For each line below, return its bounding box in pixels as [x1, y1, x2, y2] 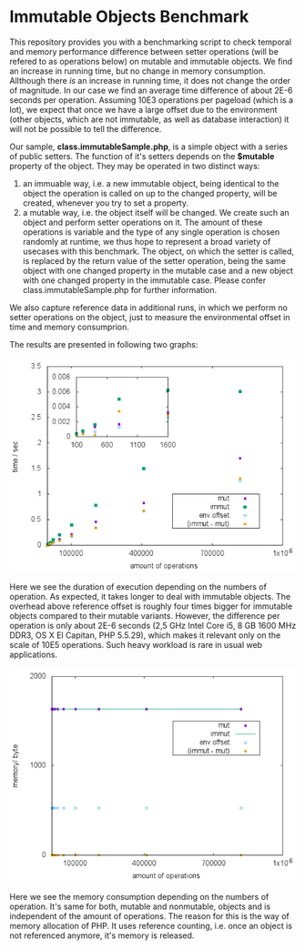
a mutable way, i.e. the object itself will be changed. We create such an [22, 207, 290, 217]
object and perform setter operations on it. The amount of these [22, 217, 263, 227]
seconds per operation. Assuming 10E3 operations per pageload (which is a [9, 94, 294, 106]
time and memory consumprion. [9, 321, 130, 332]
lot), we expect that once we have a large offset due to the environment [9, 104, 278, 115]
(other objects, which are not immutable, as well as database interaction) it [9, 114, 290, 125]
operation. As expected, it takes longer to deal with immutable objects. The [9, 591, 291, 601]
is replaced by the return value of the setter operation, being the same [22, 255, 287, 266]
